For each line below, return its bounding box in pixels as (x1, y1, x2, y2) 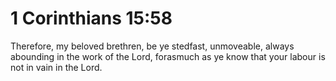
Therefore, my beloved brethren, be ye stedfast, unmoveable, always (10, 40, 295, 52)
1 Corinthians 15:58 (10, 7, 173, 30)
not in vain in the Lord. (10, 61, 103, 73)
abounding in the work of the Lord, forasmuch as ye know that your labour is (10, 50, 326, 62)
